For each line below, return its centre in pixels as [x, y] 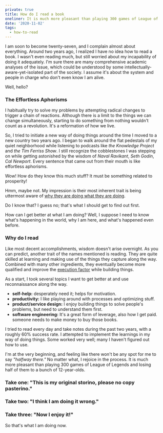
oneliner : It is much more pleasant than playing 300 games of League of [82, 19]
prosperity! [16, 181]
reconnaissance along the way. [36, 284]
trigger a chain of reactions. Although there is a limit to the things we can [78, 115]
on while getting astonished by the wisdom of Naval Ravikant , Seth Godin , [80, 156]
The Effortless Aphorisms [36, 99]
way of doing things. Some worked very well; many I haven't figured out [77, 339]
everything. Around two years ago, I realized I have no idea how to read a [79, 51]
